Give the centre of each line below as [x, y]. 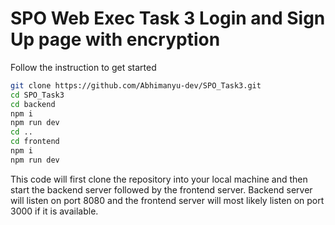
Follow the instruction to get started [83, 67]
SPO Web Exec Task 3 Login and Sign [168, 18]
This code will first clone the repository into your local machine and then [159, 179]
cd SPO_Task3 [37, 95]
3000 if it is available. [54, 211]
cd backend [33, 104]
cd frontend [35, 142]
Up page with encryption [115, 39]
